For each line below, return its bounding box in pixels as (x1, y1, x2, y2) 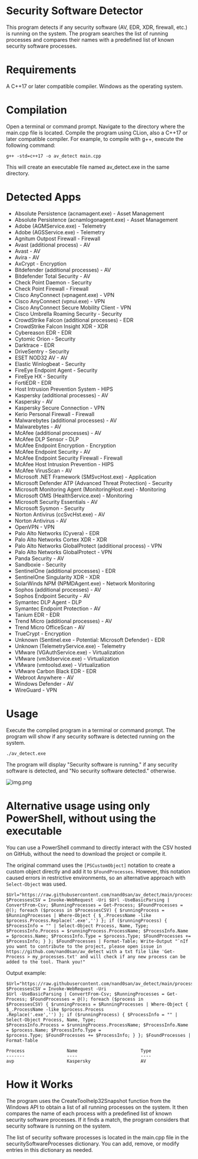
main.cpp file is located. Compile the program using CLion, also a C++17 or (6, 129, 188, 136)
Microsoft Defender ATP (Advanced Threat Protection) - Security (14, 479, 173, 486)
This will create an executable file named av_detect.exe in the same (6, 163, 170, 171)
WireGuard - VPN (14, 686, 57, 693)
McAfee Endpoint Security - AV (14, 448, 91, 455)
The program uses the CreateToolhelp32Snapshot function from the (6, 1097, 171, 1104)
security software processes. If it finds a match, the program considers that (6, 1116, 190, 1123)
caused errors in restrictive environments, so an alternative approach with (6, 874, 186, 881)
